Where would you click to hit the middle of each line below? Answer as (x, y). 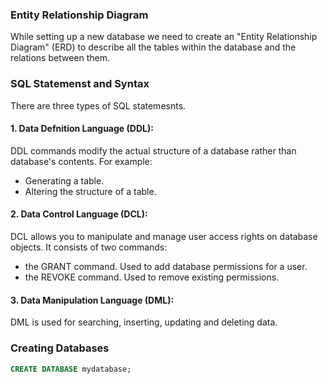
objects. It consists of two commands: (89, 247)
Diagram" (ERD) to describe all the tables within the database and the (153, 47)
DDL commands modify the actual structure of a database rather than (153, 150)
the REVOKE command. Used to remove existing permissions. (152, 277)
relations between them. (60, 58)
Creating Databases (60, 348)
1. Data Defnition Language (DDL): (82, 129)
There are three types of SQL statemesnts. (98, 105)
